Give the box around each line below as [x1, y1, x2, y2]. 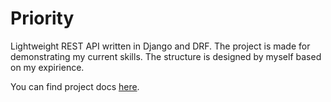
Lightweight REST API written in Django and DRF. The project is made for [10, 40, 311, 52]
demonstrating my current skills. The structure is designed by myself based [10, 50, 322, 62]
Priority [10, 7, 75, 30]
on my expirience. [10, 61, 85, 73]
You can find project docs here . [10, 80, 140, 92]
